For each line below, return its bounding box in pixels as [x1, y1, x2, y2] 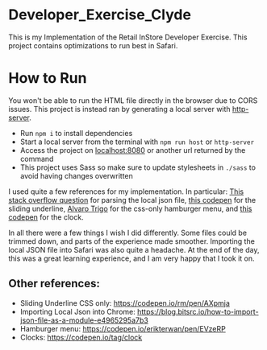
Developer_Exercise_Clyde [8, 6, 192, 24]
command [19, 154, 54, 163]
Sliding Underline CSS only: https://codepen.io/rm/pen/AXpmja [19, 298, 230, 307]
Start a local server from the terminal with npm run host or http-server [19, 137, 255, 146]
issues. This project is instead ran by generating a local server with [8, 104, 232, 113]
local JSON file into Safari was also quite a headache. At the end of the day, [8, 245, 260, 254]
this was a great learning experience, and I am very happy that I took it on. [8, 253, 256, 263]
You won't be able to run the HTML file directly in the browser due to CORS [8, 95, 258, 105]
